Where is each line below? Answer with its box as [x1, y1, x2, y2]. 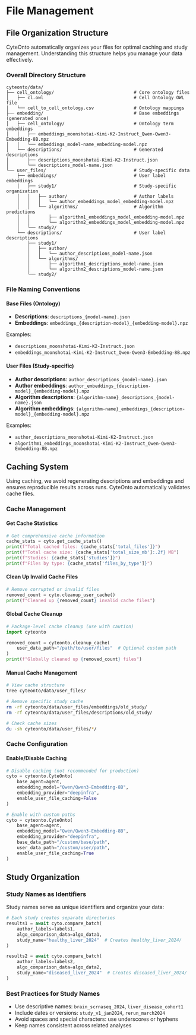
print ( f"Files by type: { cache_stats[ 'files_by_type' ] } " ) [6, 560, 153, 566]
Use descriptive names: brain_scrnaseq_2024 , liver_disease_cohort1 [14, 1003, 184, 1010]
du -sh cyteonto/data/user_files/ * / [6, 726, 97, 732]
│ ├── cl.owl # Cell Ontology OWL [6, 95, 185, 101]
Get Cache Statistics [6, 520, 58, 527]
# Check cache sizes [6, 720, 58, 726]
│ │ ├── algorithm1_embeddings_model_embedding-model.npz [17, 214, 185, 220]
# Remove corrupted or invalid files [6, 587, 100, 593]
